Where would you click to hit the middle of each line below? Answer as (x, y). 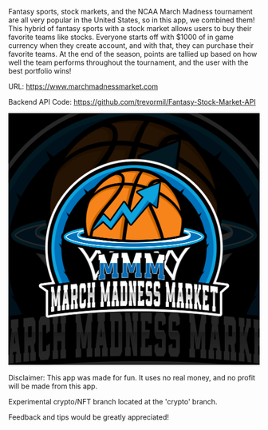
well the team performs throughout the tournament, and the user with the (128, 62)
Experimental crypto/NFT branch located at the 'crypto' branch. (113, 401)
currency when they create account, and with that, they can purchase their (131, 46)
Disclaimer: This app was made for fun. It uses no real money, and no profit (132, 377)
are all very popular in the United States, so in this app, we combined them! (132, 20)
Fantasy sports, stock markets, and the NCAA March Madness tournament (130, 12)
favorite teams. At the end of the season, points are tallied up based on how (133, 54)
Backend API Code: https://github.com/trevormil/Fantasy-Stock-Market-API (132, 102)
